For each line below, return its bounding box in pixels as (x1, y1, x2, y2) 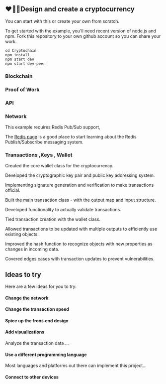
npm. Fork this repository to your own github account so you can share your (5, 33, 161, 39)
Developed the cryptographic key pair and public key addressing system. (5, 172, 155, 178)
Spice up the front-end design (5, 317, 69, 324)
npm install (5, 52, 30, 57)
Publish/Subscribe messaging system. (5, 139, 83, 145)
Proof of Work (5, 86, 40, 93)
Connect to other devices (5, 374, 59, 380)
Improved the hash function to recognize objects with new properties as (5, 241, 153, 247)
